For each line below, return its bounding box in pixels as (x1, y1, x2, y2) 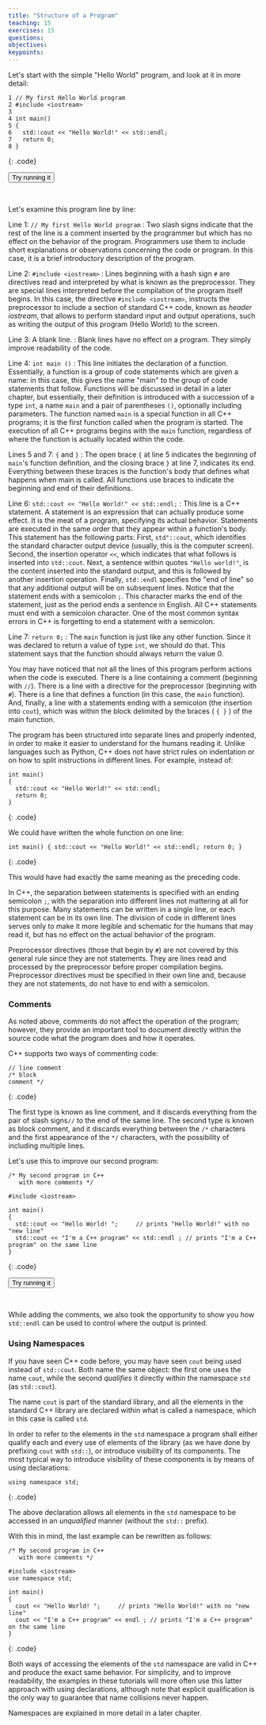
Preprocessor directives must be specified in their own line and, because (8, 970, 247, 980)
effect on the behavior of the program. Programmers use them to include (8, 237, 245, 246)
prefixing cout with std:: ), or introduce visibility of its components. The (8, 1446, 241, 1455)
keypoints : (8, 48, 44, 56)
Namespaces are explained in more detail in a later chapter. (8, 1708, 202, 1717)
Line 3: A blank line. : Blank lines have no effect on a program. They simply (8, 335, 252, 344)
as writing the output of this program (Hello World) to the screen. (8, 319, 220, 329)
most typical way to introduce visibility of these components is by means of (8, 1454, 255, 1463)
